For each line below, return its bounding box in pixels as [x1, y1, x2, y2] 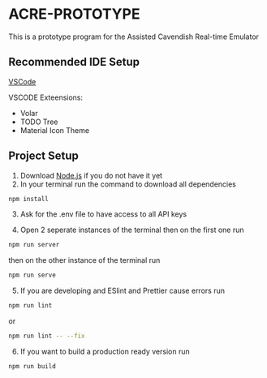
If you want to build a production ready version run [19, 346, 191, 356]
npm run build [8, 362, 57, 370]
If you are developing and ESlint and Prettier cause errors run [19, 286, 226, 296]
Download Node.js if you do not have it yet [19, 170, 163, 180]
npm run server [8, 241, 60, 249]
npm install [8, 195, 49, 203]
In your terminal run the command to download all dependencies [19, 179, 237, 189]
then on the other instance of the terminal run [8, 256, 161, 265]
